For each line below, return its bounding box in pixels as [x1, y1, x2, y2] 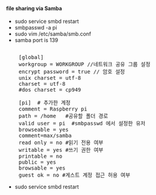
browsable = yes [18, 165, 66, 171]
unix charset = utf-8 [18, 74, 82, 82]
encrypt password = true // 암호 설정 [18, 69, 125, 75]
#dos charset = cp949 [18, 86, 82, 93]
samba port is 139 [14, 37, 58, 44]
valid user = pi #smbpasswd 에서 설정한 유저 [18, 120, 146, 127]
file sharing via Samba [6, 5, 62, 12]
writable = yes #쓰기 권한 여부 [18, 147, 103, 154]
